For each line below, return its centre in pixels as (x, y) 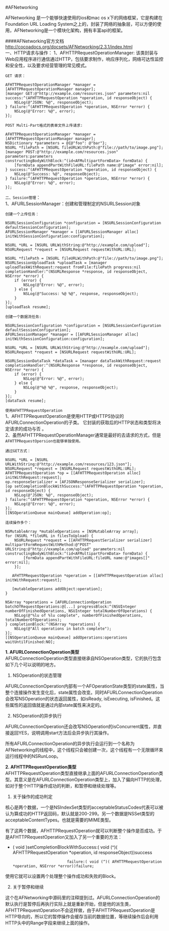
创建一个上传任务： (22, 214)
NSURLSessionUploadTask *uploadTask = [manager (56, 263)
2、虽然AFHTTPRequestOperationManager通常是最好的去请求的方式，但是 (83, 435)
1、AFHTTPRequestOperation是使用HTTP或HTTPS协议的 (65, 416)
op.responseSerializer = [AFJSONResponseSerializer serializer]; (75, 482)
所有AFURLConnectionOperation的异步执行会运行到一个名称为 (70, 744)
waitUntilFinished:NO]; (30, 642)
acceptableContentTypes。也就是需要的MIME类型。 (59, 820)
